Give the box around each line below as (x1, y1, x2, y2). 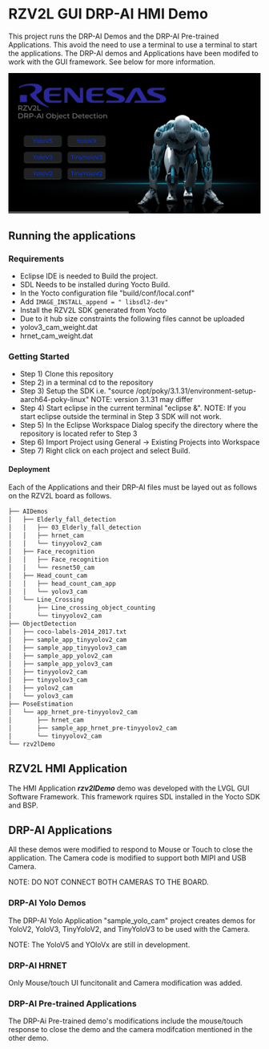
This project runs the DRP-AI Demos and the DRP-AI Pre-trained (8, 31, 219, 41)
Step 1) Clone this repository (19, 369, 114, 379)
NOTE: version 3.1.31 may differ (90, 395, 194, 405)
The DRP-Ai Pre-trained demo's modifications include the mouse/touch (8, 1016, 243, 1026)
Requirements (8, 253, 65, 264)
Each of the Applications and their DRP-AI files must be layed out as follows (8, 482, 258, 492)
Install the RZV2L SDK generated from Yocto (19, 306, 167, 315)
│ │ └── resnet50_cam (8, 563, 94, 571)
